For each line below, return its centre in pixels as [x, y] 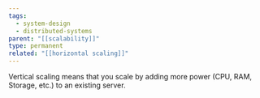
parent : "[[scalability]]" [54, 38]
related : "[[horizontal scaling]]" [69, 53]
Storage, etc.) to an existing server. [67, 85]
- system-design [43, 23]
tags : [17, 16]
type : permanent [36, 46]
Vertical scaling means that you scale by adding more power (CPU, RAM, [130, 77]
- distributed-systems [54, 31]
